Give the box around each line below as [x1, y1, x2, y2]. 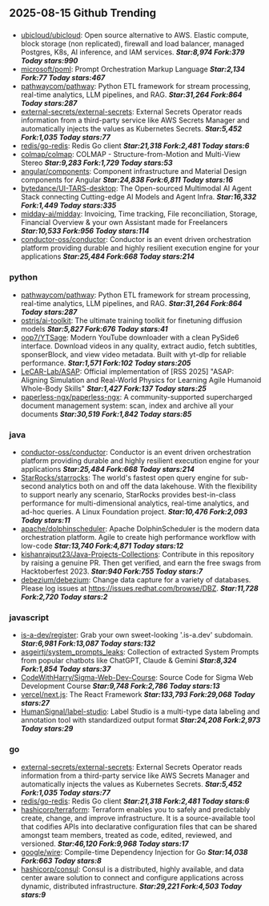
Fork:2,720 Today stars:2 [20, 592, 108, 602]
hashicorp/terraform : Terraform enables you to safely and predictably [20, 804, 251, 814]
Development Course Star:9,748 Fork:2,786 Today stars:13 [20, 681, 221, 691]
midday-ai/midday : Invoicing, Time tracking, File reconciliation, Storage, [20, 209, 258, 219]
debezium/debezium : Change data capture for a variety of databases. [20, 574, 251, 584]
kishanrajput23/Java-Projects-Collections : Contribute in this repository [20, 549, 255, 559]
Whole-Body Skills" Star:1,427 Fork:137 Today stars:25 [20, 384, 207, 393]
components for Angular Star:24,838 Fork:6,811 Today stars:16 [20, 175, 233, 185]
